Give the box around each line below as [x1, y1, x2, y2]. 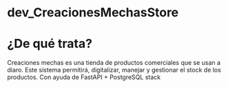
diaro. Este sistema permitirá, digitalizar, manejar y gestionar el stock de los [7, 66, 222, 74]
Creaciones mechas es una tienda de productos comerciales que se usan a [7, 59, 221, 67]
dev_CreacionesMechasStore [7, 5, 179, 20]
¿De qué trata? [7, 36, 93, 52]
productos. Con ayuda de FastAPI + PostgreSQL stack [7, 73, 160, 81]
